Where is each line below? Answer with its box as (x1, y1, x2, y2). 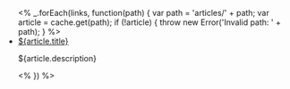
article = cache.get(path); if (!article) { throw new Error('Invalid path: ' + (17, 17, 282, 28)
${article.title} (17, 36, 69, 46)
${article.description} (17, 53, 97, 63)
